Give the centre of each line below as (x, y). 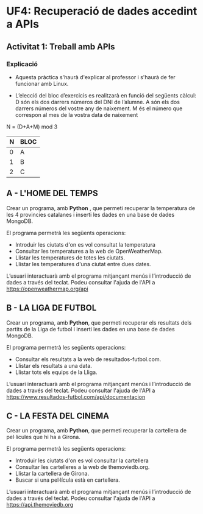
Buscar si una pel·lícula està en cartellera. (67, 480)
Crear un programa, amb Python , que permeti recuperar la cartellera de (97, 431)
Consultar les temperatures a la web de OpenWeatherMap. (89, 251)
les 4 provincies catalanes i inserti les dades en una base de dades (91, 214)
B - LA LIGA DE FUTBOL (52, 308)
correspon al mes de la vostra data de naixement (77, 114)
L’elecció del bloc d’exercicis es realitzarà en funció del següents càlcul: (105, 95)
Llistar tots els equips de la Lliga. (56, 372)
